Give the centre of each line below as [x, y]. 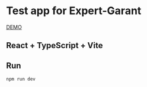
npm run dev [21, 79]
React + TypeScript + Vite [55, 46]
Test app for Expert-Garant [74, 11]
